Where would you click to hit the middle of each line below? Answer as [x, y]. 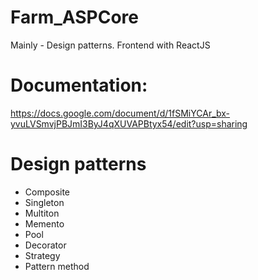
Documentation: [79, 85]
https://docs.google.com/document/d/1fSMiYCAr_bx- [120, 113]
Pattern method [57, 266]
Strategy [42, 255]
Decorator [45, 245]
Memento [44, 223]
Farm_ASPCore [74, 17]
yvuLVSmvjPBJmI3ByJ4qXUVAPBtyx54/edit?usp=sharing [129, 123]
